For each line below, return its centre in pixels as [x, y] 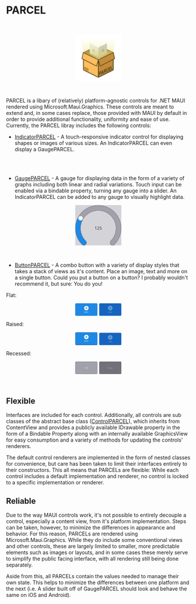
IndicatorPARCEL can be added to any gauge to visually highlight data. [99, 196]
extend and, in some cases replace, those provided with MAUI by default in [97, 113]
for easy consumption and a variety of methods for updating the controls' [94, 440]
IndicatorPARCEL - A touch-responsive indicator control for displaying [99, 137]
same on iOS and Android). [39, 595]
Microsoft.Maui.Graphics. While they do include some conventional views [94, 539]
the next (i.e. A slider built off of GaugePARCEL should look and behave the [97, 588]
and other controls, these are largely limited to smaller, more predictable [93, 546]
